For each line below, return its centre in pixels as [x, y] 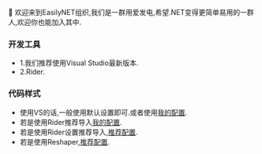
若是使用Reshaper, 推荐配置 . [65, 141]
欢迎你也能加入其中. [49, 22]
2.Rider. [32, 72]
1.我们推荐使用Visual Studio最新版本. [79, 63]
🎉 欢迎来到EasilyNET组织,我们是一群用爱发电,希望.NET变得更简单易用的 [124, 12]
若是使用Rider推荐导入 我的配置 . [71, 122]
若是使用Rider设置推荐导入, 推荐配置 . [79, 132]
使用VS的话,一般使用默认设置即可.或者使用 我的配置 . [103, 112]
